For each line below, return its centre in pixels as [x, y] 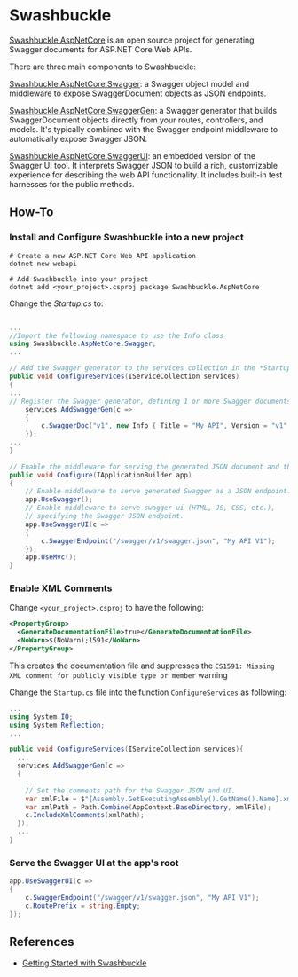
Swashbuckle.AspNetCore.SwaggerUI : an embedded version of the [132, 155]
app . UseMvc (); [51, 557]
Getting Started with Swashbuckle [84, 963]
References [42, 942]
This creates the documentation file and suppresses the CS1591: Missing [142, 666]
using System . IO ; [41, 717]
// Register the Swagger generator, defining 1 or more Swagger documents [150, 401]
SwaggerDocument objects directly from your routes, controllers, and [136, 120]
